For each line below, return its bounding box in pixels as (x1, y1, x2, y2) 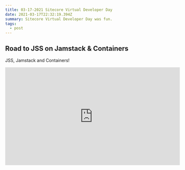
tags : (5, 21, 16, 26)
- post (9, 26, 23, 31)
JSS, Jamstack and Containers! (5, 57, 70, 63)
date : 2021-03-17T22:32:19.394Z (5, 12, 72, 17)
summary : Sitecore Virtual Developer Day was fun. (5, 16, 113, 21)
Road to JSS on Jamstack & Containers (5, 44, 129, 53)
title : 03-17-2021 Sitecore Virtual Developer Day (5, 7, 113, 12)
